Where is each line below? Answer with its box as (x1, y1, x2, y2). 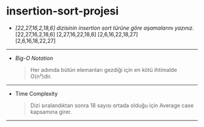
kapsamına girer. (30, 108, 72, 116)
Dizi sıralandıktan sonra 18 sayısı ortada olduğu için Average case (30, 102, 194, 109)
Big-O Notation (15, 54, 53, 62)
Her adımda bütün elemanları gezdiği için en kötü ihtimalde (30, 66, 177, 73)
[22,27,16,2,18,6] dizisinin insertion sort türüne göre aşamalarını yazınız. (15, 24, 194, 31)
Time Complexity (15, 90, 58, 97)
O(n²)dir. (30, 73, 52, 80)
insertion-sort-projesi (6, 4, 119, 18)
